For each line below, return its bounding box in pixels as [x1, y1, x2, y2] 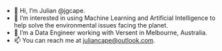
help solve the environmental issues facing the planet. [13, 21, 169, 29]
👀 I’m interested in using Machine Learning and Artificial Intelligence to [13, 14, 216, 22]
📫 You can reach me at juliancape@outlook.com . [13, 37, 155, 44]
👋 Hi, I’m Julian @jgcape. [13, 7, 85, 14]
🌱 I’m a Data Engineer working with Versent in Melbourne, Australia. [13, 28, 207, 37]
